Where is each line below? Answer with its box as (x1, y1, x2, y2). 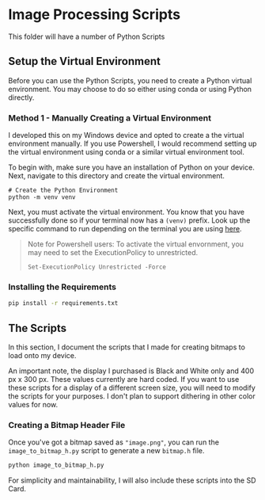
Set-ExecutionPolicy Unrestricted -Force (27, 263, 166, 271)
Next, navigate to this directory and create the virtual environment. (8, 171, 225, 181)
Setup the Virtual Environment (8, 55, 161, 68)
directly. (8, 93, 35, 102)
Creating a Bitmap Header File (8, 419, 126, 430)
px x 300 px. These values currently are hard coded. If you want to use (8, 375, 240, 384)
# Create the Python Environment (8, 186, 119, 195)
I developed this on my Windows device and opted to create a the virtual (8, 131, 244, 140)
